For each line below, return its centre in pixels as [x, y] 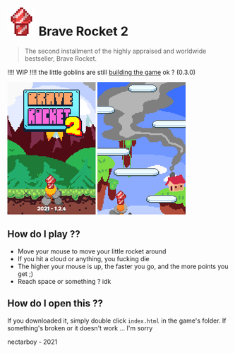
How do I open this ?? [55, 304]
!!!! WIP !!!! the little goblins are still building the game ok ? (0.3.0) [102, 72]
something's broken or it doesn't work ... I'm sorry [80, 328]
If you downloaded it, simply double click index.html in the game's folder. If [117, 321]
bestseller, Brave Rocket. [61, 58]
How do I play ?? [44, 234]
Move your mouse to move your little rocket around [92, 251]
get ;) [25, 274]
